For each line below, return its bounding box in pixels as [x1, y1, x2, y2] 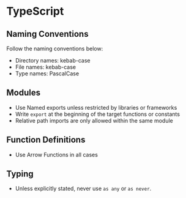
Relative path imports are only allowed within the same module [15, 116, 173, 124]
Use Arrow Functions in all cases [15, 151, 98, 158]
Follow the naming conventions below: [6, 45, 103, 52]
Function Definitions [6, 135, 86, 145]
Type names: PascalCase [15, 70, 80, 77]
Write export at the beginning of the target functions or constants [15, 110, 180, 118]
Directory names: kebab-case [15, 57, 91, 64]
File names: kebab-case [15, 63, 76, 70]
